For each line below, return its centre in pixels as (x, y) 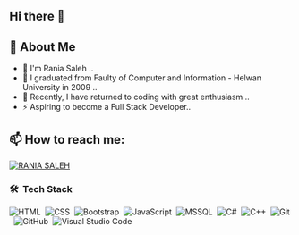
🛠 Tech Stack (41, 189)
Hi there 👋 (37, 17)
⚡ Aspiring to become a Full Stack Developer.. (107, 107)
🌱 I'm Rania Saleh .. (58, 69)
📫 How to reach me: (67, 139)
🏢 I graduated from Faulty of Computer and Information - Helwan (142, 78)
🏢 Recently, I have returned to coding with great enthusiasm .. (136, 97)
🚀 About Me (43, 47)
